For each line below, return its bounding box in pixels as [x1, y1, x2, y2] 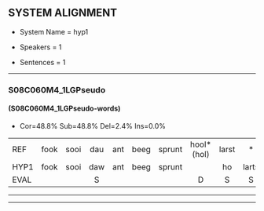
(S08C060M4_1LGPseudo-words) [8, 104, 121, 113]
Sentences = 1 [19, 57, 66, 67]
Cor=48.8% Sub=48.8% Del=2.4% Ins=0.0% [19, 121, 167, 130]
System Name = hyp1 [19, 27, 89, 36]
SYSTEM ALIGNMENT [8, 6, 118, 20]
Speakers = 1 [19, 42, 62, 52]
